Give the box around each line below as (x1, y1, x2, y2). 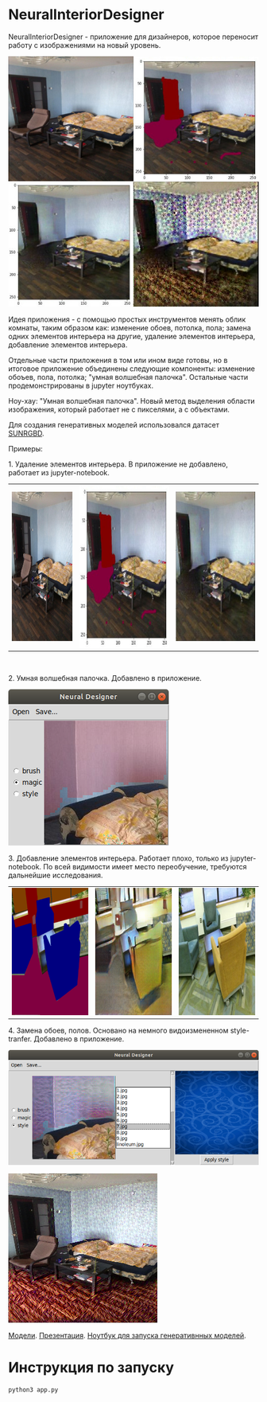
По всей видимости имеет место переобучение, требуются (43, 862, 247, 872)
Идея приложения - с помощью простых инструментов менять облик (8, 314, 246, 324)
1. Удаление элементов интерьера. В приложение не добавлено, (8, 459, 228, 469)
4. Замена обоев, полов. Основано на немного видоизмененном (8, 1025, 229, 1035)
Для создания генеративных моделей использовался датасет (8, 420, 220, 430)
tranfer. (8, 1033, 33, 1044)
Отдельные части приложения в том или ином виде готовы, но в (8, 356, 228, 365)
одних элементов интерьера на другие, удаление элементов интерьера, (8, 332, 256, 342)
